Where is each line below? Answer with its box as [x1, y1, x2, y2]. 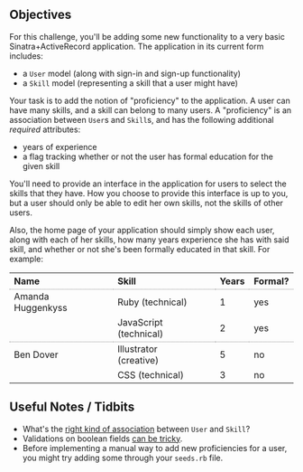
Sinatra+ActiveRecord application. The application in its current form [9, 41, 264, 52]
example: [9, 253, 43, 264]
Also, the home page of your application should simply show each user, [9, 224, 275, 235]
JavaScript [116, 316, 163, 328]
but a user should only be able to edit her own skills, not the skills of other [9, 197, 284, 208]
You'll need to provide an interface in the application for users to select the [9, 178, 287, 189]
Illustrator [116, 343, 158, 355]
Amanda [14, 289, 50, 302]
